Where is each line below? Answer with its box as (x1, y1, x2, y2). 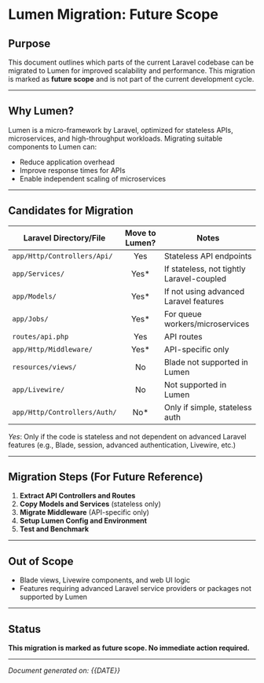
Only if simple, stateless (163, 402, 252, 413)
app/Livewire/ (12, 385, 65, 394)
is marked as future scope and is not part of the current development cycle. (8, 75, 255, 83)
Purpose (8, 37, 51, 50)
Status (8, 622, 42, 636)
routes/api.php (12, 332, 69, 341)
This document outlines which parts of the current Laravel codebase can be (8, 57, 254, 67)
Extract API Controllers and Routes (19, 491, 136, 501)
